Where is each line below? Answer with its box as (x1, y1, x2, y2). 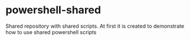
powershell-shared (5, 3, 101, 17)
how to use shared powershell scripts (5, 28, 97, 35)
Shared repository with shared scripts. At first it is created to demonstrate (5, 23, 185, 29)
